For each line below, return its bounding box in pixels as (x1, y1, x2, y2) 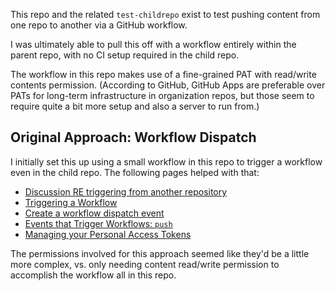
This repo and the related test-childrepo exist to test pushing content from (10, 9, 321, 20)
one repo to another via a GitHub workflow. (10, 19, 188, 31)
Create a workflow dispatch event (24, 207, 165, 219)
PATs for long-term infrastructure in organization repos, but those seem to (10, 90, 315, 101)
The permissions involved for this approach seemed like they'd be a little (10, 247, 310, 259)
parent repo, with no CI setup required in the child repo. (10, 49, 240, 61)
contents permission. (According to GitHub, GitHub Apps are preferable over (10, 79, 326, 91)
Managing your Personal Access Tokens (24, 228, 192, 240)
